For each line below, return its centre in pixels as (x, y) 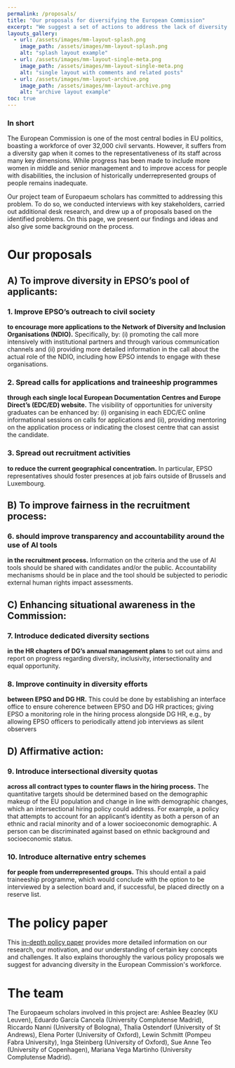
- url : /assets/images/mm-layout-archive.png (81, 79)
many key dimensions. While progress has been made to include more (109, 161)
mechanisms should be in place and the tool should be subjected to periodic (117, 575)
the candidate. (28, 435)
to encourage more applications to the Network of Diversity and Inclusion (116, 327)
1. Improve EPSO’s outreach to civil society (81, 312)
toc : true (22, 99)
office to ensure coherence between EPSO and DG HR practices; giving (110, 707)
